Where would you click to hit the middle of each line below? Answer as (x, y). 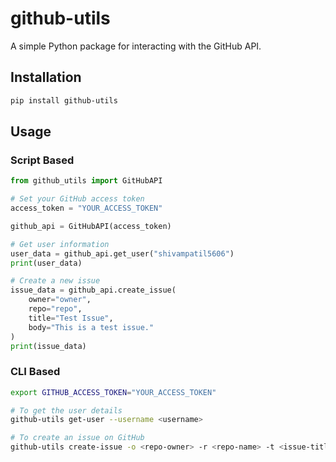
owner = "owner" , (60, 300)
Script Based (42, 160)
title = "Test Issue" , (71, 318)
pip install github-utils (64, 100)
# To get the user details (66, 410)
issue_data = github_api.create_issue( (93, 290)
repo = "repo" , (55, 309)
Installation (46, 77)
